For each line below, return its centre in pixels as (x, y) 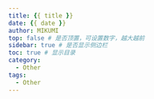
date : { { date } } (37, 23)
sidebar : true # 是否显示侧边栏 (58, 46)
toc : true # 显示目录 (42, 53)
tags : (17, 75)
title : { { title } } (41, 16)
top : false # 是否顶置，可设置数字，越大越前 (77, 38)
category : (25, 61)
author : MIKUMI (34, 30)
